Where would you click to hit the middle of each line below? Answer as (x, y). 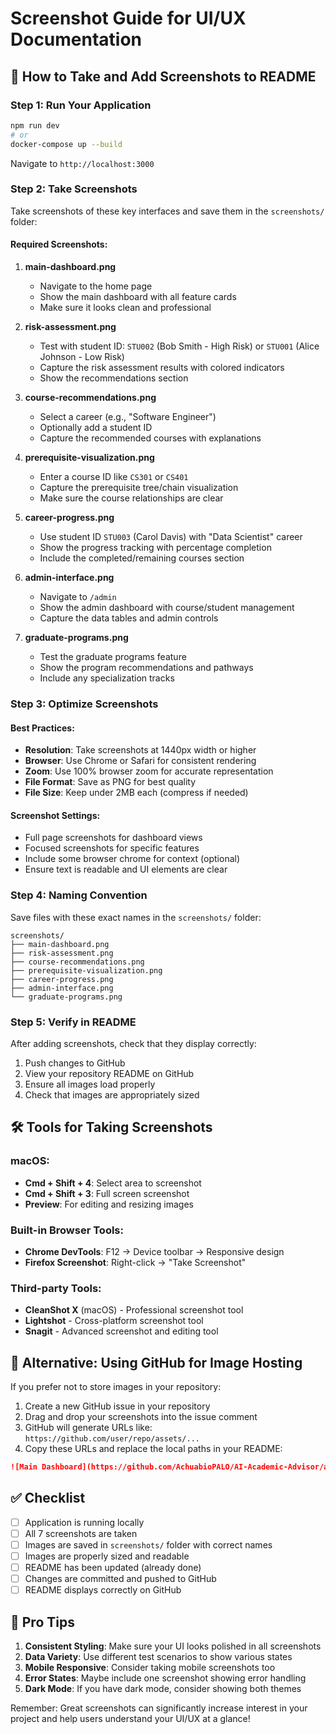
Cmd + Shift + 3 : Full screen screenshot (107, 1193)
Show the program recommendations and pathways (146, 667)
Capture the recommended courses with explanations (150, 438)
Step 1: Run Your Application (81, 105)
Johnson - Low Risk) (82, 356)
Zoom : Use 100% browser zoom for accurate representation (149, 771)
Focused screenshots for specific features (112, 848)
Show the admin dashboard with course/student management (167, 607)
